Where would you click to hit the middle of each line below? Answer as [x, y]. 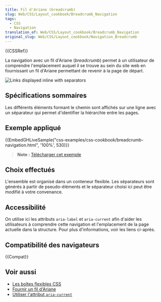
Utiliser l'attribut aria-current [42, 294]
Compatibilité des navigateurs [52, 245]
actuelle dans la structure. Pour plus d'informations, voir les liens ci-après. [80, 230]
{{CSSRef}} [17, 51]
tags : [11, 19]
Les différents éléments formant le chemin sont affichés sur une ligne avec [80, 107]
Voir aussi [21, 272]
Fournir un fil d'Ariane [34, 289]
